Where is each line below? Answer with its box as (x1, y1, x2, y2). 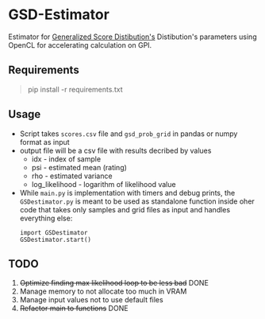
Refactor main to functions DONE (19, 304, 129, 313)
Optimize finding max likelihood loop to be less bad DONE (19, 278, 209, 288)
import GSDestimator (19, 228, 88, 236)
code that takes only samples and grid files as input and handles (19, 204, 231, 214)
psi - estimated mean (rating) (31, 162, 127, 172)
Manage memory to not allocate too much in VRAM (19, 286, 187, 296)
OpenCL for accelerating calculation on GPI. (8, 40, 152, 49)
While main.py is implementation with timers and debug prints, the (19, 188, 236, 197)
